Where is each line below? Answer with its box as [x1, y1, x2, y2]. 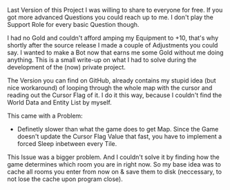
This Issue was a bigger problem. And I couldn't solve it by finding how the [7, 153, 220, 161]
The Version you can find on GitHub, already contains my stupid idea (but [7, 76, 216, 85]
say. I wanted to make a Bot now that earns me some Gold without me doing [7, 48, 224, 56]
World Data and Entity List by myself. [7, 98, 112, 106]
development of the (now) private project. [7, 63, 126, 71]
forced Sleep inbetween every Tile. [17, 140, 117, 147]
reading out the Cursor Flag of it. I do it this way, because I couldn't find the [7, 91, 222, 99]
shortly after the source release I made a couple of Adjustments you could [7, 41, 218, 49]
